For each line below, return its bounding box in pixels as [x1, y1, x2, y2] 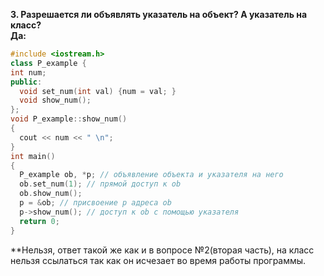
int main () [10, 151, 56, 161]
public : [10, 77, 43, 87]
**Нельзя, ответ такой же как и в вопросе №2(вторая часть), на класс [10, 244, 315, 256]
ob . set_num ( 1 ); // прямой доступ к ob [19, 179, 182, 189]
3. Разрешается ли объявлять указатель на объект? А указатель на [10, 9, 308, 20]
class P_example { [10, 58, 87, 68]
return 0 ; [19, 216, 60, 226]
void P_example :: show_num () [10, 114, 128, 124]
